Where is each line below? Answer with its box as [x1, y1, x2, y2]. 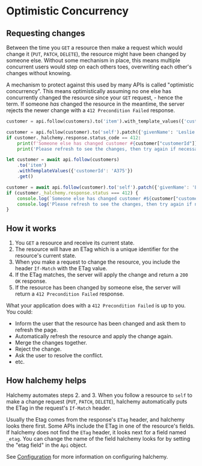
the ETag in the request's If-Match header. [6, 404, 111, 411]
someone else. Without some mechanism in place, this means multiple [6, 57, 180, 64]
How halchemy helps [6, 375, 87, 386]
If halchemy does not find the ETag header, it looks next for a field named [6, 428, 186, 436]
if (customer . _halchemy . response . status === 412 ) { [6, 190, 138, 196]
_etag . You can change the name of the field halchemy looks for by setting [6, 435, 191, 442]
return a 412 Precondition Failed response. [14, 290, 124, 298]
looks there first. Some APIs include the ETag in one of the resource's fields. [6, 422, 195, 429]
